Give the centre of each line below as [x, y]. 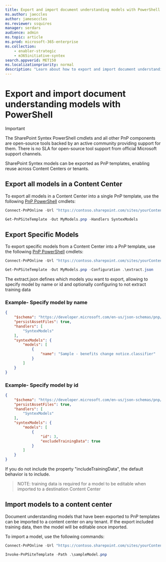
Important [15, 128]
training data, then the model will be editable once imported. [66, 527]
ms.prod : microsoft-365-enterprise [42, 42]
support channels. [23, 154]
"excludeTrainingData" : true [70, 441]
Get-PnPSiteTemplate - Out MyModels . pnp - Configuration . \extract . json [79, 270]
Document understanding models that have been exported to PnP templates [83, 516]
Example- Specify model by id [42, 385]
